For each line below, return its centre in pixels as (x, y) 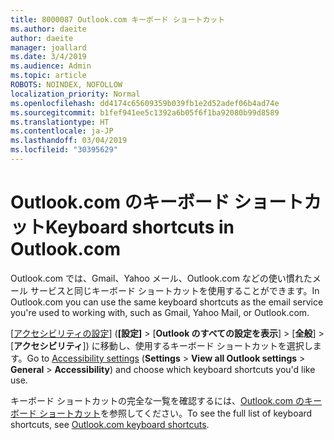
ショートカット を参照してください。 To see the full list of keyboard (175, 413)
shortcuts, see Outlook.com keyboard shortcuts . (110, 424)
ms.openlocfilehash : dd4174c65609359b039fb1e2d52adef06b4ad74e (145, 103)
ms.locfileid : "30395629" (64, 150)
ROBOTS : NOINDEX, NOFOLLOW (66, 85)
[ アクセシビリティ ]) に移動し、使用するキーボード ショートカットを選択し (161, 345)
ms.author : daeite (48, 29)
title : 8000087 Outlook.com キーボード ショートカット (118, 19)
